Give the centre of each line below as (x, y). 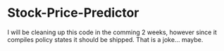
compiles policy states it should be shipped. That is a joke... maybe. (105, 39)
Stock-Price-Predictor (73, 13)
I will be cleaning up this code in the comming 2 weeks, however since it (112, 32)
